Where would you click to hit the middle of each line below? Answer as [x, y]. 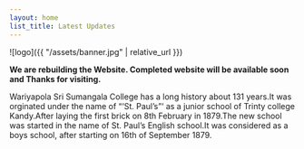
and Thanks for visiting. [55, 79]
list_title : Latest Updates [63, 26]
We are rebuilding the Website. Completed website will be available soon [149, 70]
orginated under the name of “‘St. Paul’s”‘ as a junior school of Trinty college [152, 106]
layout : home [34, 18]
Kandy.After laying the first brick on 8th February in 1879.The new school [146, 116]
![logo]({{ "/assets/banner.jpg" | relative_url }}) [96, 51]
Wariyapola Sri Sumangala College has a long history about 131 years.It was [151, 97]
